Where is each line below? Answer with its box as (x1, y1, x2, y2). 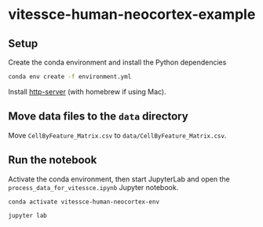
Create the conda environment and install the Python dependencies (8, 57, 227, 67)
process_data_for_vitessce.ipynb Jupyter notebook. (8, 182, 179, 192)
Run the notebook (8, 153, 97, 167)
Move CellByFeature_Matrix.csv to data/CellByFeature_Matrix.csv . (8, 130, 227, 140)
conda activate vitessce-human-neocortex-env (8, 198, 159, 206)
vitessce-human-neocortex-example (8, 5, 256, 24)
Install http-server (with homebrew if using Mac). (8, 86, 166, 96)
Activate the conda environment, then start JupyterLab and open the (8, 174, 230, 184)
